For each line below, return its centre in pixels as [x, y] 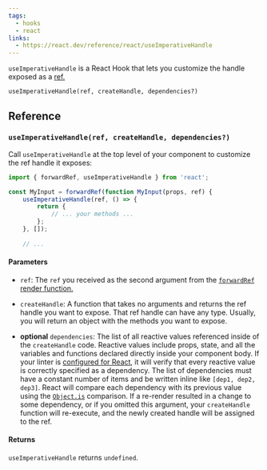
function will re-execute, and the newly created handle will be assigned [137, 412]
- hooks [28, 23]
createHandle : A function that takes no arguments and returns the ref [133, 303]
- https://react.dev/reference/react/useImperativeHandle [114, 46]
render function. [46, 288]
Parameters [28, 262]
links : [19, 38]
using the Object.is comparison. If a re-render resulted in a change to [135, 396]
